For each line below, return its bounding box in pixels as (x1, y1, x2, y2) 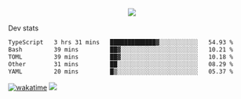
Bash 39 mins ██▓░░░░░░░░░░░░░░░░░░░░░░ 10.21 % (8, 46, 234, 54)
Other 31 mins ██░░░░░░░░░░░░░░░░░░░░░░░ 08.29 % (8, 60, 234, 68)
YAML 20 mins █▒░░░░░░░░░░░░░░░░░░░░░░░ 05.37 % (8, 67, 234, 76)
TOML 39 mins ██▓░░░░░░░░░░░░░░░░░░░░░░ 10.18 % (8, 53, 234, 62)
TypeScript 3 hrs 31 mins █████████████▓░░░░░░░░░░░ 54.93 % (8, 39, 234, 47)
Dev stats (8, 23, 39, 33)
